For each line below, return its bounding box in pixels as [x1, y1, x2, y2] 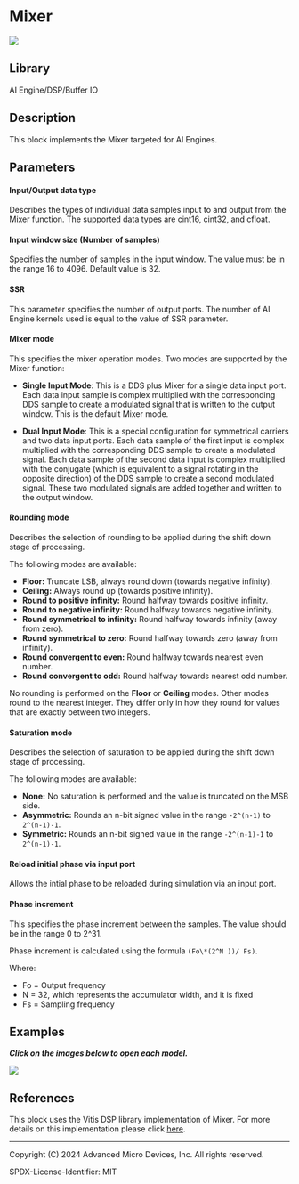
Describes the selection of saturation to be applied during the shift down [9, 747, 275, 758]
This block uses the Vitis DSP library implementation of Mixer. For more [9, 1115, 271, 1125]
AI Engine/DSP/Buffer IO [9, 85, 99, 95]
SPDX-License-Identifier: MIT [9, 1166, 117, 1177]
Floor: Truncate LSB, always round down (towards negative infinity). [21, 576, 273, 587]
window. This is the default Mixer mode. [21, 408, 169, 419]
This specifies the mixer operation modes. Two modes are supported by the [9, 353, 287, 364]
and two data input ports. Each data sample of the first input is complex [21, 434, 285, 446]
